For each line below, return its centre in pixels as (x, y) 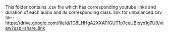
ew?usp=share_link (25, 28)
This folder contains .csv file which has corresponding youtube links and (81, 7)
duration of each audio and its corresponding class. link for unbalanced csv (84, 12)
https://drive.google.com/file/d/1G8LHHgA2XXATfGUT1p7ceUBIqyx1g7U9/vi (84, 23)
